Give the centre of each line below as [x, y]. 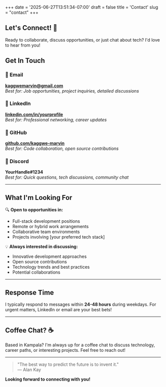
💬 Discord [17, 161]
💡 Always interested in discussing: [41, 246]
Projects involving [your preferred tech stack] [59, 237]
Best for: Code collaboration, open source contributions [62, 148]
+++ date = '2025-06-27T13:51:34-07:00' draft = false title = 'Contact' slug [82, 7]
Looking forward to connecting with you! [48, 379]
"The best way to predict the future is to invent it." [68, 364]
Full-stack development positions [46, 221]
